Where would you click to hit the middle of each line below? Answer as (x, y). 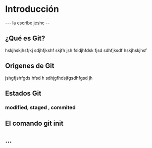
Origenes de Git (30, 66)
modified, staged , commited (40, 107)
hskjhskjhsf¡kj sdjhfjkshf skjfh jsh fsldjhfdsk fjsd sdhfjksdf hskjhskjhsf (76, 50)
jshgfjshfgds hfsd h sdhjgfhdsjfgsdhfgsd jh (49, 78)
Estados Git (23, 93)
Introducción (32, 9)
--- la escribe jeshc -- (27, 23)
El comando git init (34, 123)
